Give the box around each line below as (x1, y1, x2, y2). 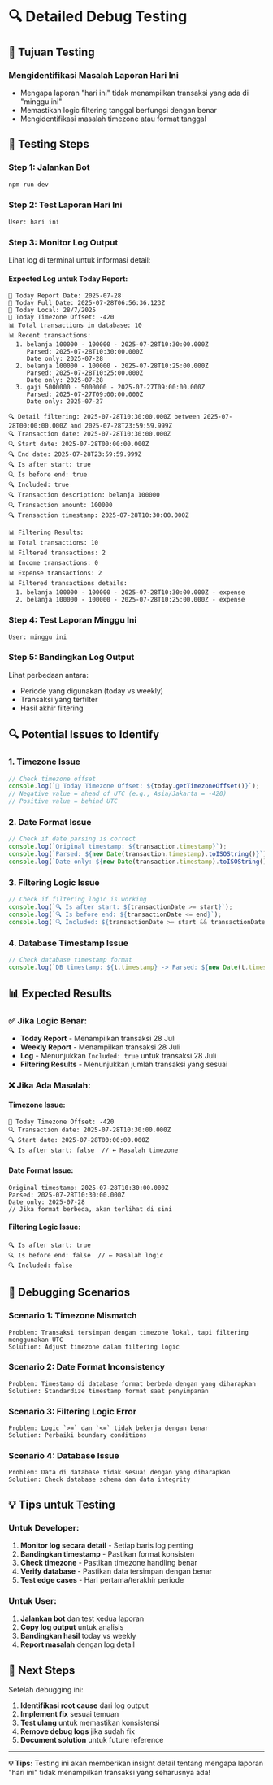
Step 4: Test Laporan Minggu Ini (8, 615, 137, 626)
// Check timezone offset (8, 775, 96, 783)
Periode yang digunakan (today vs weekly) (19, 685, 164, 696)
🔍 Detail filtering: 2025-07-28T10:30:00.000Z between (8, 413, 201, 421)
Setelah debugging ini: (8, 1685, 84, 1695)
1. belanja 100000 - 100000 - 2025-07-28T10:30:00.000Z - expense (15, 588, 245, 597)
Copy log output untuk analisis (19, 1622, 124, 1632)
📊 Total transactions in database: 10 (8, 321, 142, 330)
